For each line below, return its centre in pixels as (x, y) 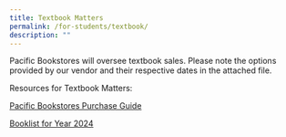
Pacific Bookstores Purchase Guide (76, 106)
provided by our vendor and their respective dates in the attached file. (141, 70)
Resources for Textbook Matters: (71, 89)
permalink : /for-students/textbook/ (79, 26)
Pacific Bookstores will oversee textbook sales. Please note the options (143, 61)
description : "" (40, 35)
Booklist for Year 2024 (51, 123)
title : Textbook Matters (56, 18)
